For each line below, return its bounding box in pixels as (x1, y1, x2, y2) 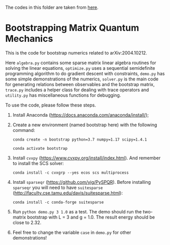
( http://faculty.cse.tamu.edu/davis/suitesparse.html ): (12, 189, 123, 196)
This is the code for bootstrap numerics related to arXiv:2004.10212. (5, 49, 147, 56)
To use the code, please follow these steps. (5, 102, 96, 108)
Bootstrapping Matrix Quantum (5, 22, 140, 34)
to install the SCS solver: (12, 160, 64, 166)
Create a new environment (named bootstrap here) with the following (12, 122, 157, 128)
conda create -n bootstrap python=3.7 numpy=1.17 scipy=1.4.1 (12, 137, 147, 142)
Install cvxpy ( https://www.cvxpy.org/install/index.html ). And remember (12, 155, 161, 161)
